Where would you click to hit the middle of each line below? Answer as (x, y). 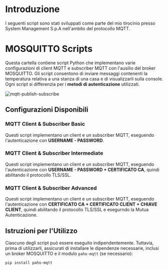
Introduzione (33, 9)
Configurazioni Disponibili (47, 110)
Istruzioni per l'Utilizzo (41, 231)
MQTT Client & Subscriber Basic (45, 124)
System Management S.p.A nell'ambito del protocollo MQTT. (68, 28)
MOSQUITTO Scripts (49, 49)
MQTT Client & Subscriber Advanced (51, 188)
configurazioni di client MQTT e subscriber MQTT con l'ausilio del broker (80, 68)
